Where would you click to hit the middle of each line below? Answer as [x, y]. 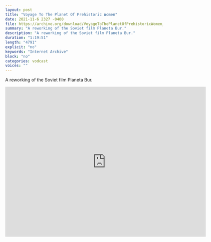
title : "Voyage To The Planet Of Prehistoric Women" [61, 14]
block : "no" [18, 56]
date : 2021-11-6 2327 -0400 [35, 19]
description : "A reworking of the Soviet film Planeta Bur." [70, 33]
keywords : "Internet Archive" [37, 51]
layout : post [19, 10]
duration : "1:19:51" [27, 38]
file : [11, 24]
